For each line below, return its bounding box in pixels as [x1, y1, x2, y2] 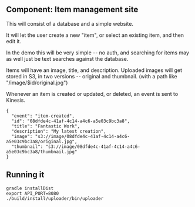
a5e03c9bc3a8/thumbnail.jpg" [6, 149, 78, 154]
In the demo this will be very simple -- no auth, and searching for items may [6, 49, 190, 56]
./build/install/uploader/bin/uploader [6, 195, 104, 201]
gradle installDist [6, 185, 54, 191]
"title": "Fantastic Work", [11, 123, 80, 129]
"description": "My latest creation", [11, 128, 107, 134]
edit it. [6, 37, 22, 44]
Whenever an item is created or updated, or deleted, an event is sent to [6, 90, 179, 97]
